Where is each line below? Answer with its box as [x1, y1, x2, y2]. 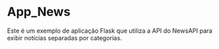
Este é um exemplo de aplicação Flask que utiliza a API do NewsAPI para [7, 27, 213, 35]
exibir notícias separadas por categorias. [7, 33, 123, 42]
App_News [7, 4, 70, 20]
